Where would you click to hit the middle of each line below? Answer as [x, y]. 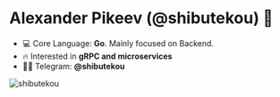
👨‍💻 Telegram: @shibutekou [73, 66]
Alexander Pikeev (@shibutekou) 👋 [141, 18]
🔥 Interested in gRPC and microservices [97, 56]
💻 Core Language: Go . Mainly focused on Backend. [118, 43]
